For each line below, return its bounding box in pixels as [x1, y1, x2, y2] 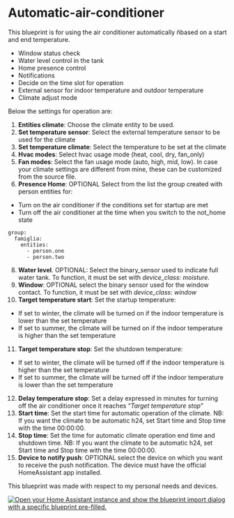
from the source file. [17, 172, 77, 181]
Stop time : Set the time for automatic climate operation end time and [17, 431, 215, 439]
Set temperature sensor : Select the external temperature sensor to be [17, 128, 221, 136]
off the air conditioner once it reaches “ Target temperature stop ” [17, 401, 204, 410]
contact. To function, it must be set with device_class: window [17, 288, 197, 296]
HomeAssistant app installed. [17, 468, 102, 476]
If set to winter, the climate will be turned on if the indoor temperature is [17, 309, 224, 317]
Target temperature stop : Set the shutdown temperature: [17, 344, 183, 353]
